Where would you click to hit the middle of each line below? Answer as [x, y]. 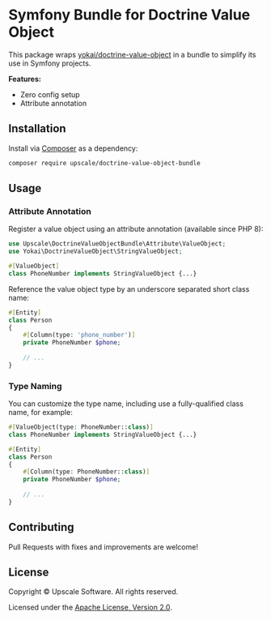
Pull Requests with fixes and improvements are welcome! [103, 547]
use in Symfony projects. [50, 63]
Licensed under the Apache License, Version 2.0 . [90, 607]
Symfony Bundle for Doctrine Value [129, 15]
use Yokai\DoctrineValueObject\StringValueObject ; [95, 252]
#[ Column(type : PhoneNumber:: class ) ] [87, 472]
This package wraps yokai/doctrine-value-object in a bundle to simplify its [132, 54]
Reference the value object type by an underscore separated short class [129, 289]
